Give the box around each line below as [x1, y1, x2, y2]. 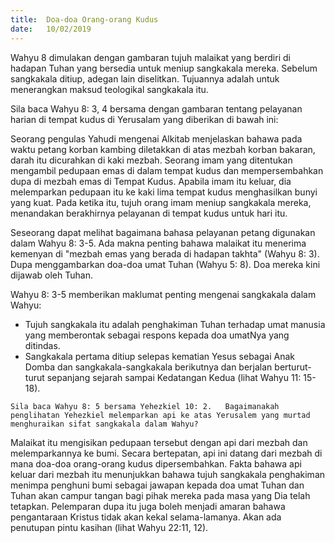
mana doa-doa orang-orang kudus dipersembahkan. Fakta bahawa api [10, 457, 302, 470]
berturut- [274, 361, 312, 373]
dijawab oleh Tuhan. [10, 269, 93, 281]
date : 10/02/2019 [10, 24, 92, 34]
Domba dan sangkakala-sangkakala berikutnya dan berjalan [24, 361, 273, 373]
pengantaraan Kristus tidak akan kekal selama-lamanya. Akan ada [10, 511, 282, 523]
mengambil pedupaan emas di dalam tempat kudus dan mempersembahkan [10, 164, 324, 176]
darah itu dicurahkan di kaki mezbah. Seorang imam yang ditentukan [10, 154, 293, 166]
